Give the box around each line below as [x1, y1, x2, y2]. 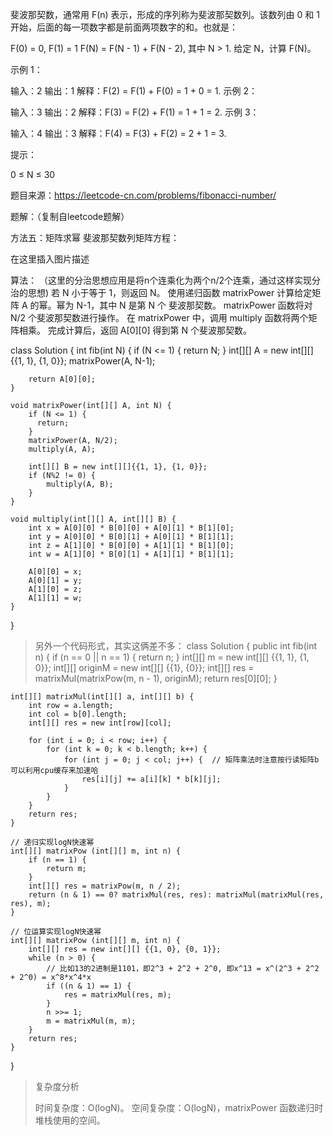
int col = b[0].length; [28, 709, 128, 719]
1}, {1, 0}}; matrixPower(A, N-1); [26, 355, 156, 367]
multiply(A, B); [46, 479, 114, 489]
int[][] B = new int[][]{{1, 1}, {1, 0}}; [28, 462, 208, 472]
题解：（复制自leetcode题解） [10, 211, 130, 222]
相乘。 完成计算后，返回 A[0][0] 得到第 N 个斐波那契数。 [18, 324, 252, 336]
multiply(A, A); [28, 444, 97, 454]
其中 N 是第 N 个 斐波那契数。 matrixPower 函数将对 [99, 299, 313, 311]
